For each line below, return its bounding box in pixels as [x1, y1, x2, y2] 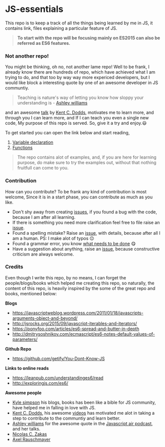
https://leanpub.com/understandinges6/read [12, 374, 104, 381]
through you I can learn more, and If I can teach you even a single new [5, 115, 149, 121]
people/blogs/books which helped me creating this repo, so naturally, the [5, 280, 155, 286]
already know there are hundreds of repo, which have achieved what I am [5, 69, 156, 75]
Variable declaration [12, 139, 54, 145]
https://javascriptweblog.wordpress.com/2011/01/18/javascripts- [12, 310, 144, 316]
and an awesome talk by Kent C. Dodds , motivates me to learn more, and [5, 109, 154, 115]
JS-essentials [5, 3, 63, 15]
